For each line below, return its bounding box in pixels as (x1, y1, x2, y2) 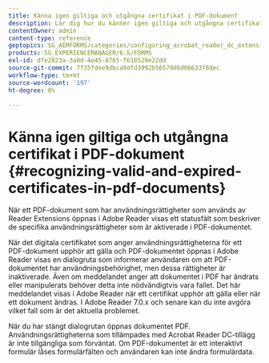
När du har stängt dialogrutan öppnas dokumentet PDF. (8, 321, 191, 331)
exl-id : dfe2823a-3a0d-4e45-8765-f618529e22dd (8, 57, 167, 65)
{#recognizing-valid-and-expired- (8, 162, 242, 180)
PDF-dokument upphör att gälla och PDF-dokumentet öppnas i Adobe (8, 246, 239, 256)
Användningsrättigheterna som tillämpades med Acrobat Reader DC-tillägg (8, 330, 256, 340)
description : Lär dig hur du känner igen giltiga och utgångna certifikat (8, 19, 263, 27)
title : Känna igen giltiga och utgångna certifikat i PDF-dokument (8, 11, 239, 20)
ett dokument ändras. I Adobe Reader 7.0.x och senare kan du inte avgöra (8, 297, 251, 307)
